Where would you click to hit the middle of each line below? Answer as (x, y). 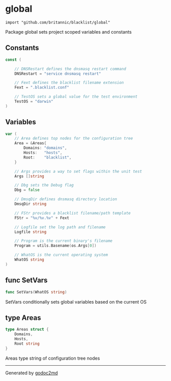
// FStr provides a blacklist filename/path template (73, 213)
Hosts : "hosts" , (43, 153)
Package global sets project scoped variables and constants (68, 32)
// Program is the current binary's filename (64, 241)
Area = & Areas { (31, 143)
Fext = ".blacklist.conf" (42, 88)
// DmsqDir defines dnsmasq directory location (66, 199)
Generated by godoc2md (32, 373)
